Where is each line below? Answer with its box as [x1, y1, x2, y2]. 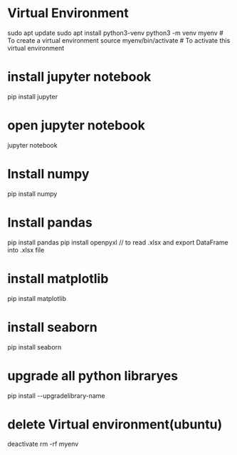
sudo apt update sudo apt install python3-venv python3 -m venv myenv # [7, 29, 224, 37]
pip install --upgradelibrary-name [7, 391, 105, 400]
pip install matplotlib [7, 294, 66, 302]
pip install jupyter [7, 92, 58, 101]
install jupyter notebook [7, 69, 152, 85]
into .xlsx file [7, 245, 45, 254]
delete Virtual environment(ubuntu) [7, 416, 223, 432]
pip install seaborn [7, 342, 62, 351]
